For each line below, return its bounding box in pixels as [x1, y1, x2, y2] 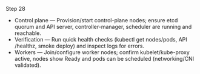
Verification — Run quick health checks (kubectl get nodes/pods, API [14, 36, 187, 43]
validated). [14, 61, 41, 69]
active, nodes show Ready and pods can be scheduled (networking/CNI [14, 55, 195, 62]
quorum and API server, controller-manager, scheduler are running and [14, 23, 192, 30]
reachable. [14, 29, 42, 37]
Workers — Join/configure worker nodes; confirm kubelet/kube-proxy [14, 49, 190, 56]
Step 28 [5, 5, 25, 12]
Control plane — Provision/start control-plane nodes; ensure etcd [14, 17, 178, 23]
